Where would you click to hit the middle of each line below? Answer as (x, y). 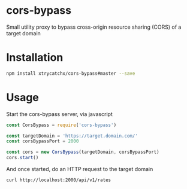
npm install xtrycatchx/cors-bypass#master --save (71, 73)
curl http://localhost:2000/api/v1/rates (59, 180)
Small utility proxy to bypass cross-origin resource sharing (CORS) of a (94, 27)
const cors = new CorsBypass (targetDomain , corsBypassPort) (83, 152)
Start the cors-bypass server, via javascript (59, 114)
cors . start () (22, 158)
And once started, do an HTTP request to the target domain (80, 169)
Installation (35, 58)
